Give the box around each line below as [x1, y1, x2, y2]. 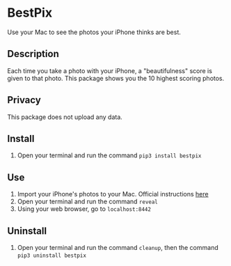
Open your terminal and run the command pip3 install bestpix [17, 151, 202, 159]
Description [7, 48, 59, 60]
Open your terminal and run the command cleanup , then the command [17, 244, 218, 251]
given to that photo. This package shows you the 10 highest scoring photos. [7, 74, 225, 82]
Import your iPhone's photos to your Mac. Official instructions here [17, 190, 209, 198]
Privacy [7, 94, 42, 106]
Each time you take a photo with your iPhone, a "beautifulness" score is [7, 66, 212, 75]
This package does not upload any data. [7, 113, 123, 121]
